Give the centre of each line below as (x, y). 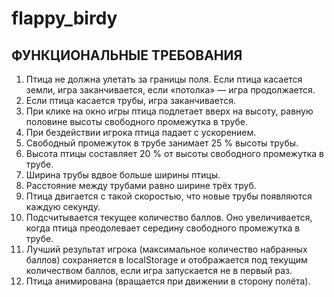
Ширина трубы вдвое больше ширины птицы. (123, 175)
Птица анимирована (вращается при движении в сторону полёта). (168, 281)
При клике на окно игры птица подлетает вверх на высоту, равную (169, 111)
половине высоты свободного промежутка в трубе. (136, 121)
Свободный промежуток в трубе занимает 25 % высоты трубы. (162, 143)
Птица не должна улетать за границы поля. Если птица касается (164, 79)
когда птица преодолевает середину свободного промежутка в (163, 228)
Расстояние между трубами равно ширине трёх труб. (141, 185)
